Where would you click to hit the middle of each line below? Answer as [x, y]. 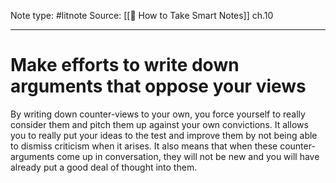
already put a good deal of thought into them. [104, 167]
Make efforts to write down [125, 65]
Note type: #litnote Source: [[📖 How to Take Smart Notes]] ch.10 [142, 15]
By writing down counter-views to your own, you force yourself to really [158, 114]
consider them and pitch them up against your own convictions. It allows [159, 124]
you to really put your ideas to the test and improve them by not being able [164, 135]
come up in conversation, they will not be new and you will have [188, 156]
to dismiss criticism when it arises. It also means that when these [144, 146]
